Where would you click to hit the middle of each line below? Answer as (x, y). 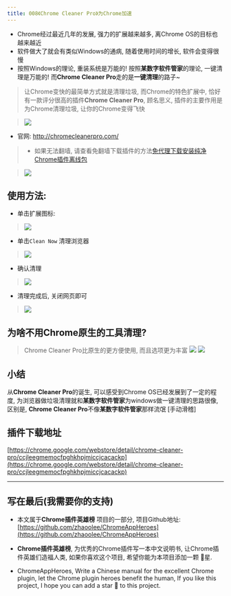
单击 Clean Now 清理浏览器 (53, 241)
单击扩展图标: (36, 214)
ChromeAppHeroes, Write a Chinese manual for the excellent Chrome (115, 571)
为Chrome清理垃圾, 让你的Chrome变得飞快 (85, 108)
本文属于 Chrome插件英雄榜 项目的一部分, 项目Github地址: (99, 519)
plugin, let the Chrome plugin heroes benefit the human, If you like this (117, 578)
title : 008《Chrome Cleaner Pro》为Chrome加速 (69, 13)
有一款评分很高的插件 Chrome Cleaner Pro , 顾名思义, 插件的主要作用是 (123, 100)
